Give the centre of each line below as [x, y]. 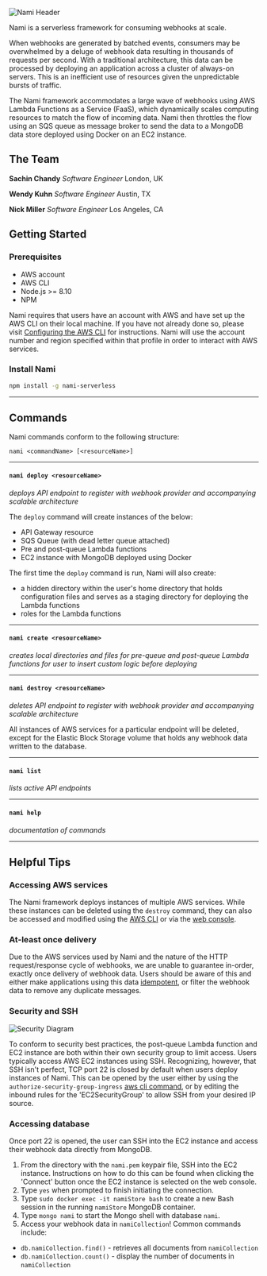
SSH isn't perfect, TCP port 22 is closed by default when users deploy [124, 1069]
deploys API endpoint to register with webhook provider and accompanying [133, 493]
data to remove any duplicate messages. [75, 991]
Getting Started [48, 234]
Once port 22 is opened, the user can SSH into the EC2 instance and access [133, 1141]
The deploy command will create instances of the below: [101, 516]
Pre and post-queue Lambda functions [84, 549]
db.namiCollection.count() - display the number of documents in [127, 1256]
